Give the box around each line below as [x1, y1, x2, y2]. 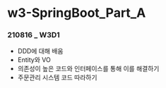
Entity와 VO [17, 56, 51, 64]
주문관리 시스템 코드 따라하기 [17, 73, 97, 82]
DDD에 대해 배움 [17, 47, 64, 56]
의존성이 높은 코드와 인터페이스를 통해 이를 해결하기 [17, 65, 160, 73]
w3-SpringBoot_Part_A [7, 5, 146, 21]
